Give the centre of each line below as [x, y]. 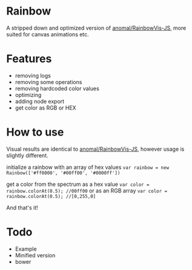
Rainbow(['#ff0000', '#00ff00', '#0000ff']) [63, 173]
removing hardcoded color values [57, 88]
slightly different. [27, 155]
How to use [35, 132]
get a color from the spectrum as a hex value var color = [78, 184]
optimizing [28, 94]
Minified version [35, 255]
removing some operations [48, 82]
